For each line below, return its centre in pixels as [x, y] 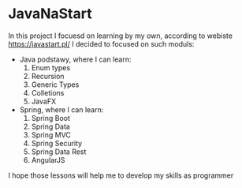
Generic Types [55, 85]
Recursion [48, 76]
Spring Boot [51, 118]
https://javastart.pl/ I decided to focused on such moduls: [101, 43]
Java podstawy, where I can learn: [75, 59]
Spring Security [57, 143]
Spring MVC [51, 134]
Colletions [48, 92]
